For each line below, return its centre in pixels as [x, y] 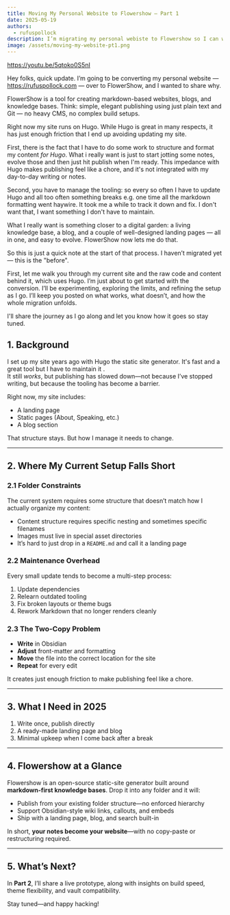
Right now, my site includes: [47, 396]
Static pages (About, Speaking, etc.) [68, 417]
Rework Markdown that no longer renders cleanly [87, 611]
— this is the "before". [38, 260]
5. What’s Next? [42, 867]
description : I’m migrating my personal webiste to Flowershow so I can [113, 39]
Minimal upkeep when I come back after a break [85, 738]
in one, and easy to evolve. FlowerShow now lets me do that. [93, 240]
